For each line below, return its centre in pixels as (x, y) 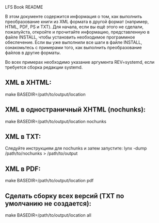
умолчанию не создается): (48, 203)
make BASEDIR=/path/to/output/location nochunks (56, 121)
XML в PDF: (23, 169)
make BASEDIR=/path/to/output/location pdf (49, 181)
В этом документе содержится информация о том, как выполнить (73, 16)
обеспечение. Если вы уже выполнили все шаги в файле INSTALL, (73, 42)
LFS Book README (24, 7)
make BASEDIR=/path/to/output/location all (48, 215)
